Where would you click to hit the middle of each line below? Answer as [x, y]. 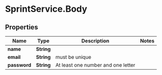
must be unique [74, 57]
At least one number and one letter [95, 65]
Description [95, 41]
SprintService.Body [46, 9]
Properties [22, 27]
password [19, 65]
